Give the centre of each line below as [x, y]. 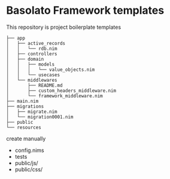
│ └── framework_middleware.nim [54, 96]
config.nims [29, 150]
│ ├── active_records [36, 43]
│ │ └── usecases [33, 75]
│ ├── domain [25, 59]
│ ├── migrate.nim [32, 112]
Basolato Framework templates [85, 11]
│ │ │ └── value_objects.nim [51, 70]
